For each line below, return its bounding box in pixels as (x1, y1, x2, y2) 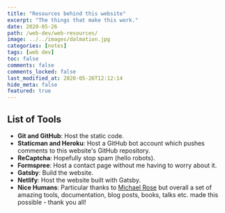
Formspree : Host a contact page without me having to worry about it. (17, 161, 217, 169)
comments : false (7, 62, 54, 69)
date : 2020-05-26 (7, 23, 58, 30)
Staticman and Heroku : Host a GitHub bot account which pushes (17, 139, 205, 147)
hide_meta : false (7, 81, 58, 88)
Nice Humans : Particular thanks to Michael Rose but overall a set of (17, 183, 212, 191)
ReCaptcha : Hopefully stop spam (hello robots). (17, 153, 155, 162)
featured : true (7, 87, 52, 94)
